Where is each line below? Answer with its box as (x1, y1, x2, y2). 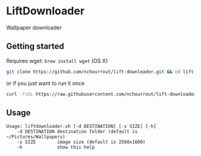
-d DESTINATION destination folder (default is (17, 129, 138, 135)
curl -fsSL (6, 91, 33, 97)
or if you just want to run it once (6, 79, 85, 87)
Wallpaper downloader (6, 24, 62, 31)
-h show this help (17, 145, 95, 151)
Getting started (6, 41, 65, 51)
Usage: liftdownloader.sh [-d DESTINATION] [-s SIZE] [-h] (6, 124, 157, 130)
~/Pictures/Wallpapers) (6, 134, 66, 140)
